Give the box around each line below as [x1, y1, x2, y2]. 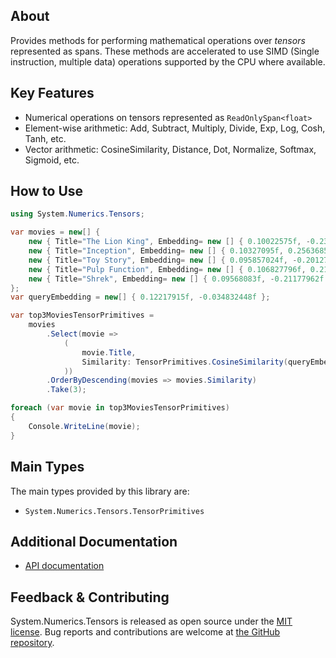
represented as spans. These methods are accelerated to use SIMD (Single [10, 45, 320, 57]
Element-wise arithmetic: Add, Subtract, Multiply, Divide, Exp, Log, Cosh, [24, 122, 326, 134]
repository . [10, 637, 55, 649]
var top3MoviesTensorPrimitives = [10, 310, 155, 321]
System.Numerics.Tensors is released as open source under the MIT [10, 615, 293, 628]
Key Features [10, 85, 95, 102]
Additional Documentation [10, 533, 178, 550]
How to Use [10, 183, 84, 200]
